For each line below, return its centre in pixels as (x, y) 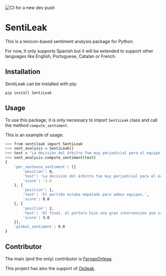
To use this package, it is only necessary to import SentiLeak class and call (81, 120)
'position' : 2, (39, 208)
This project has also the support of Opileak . (50, 268)
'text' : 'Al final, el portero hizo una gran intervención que (89, 213)
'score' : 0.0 (36, 199)
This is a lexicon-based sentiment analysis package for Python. (70, 41)
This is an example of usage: (34, 135)
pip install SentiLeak (28, 93)
